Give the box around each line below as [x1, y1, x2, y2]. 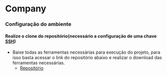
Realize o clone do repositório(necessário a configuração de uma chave [5, 33, 157, 39]
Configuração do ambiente [5, 21, 71, 28]
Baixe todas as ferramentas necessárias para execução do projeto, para [12, 49, 161, 55]
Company [5, 3, 46, 14]
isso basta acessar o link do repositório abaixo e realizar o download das [12, 55, 162, 61]
